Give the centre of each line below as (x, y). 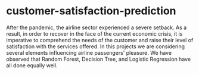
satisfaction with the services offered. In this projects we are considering (96, 46)
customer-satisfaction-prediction (91, 11)
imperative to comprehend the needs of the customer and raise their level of (100, 40)
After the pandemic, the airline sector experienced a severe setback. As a (97, 27)
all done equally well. (32, 65)
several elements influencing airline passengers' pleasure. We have (89, 52)
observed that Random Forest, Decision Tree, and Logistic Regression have (99, 59)
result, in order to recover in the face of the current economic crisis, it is (94, 33)
